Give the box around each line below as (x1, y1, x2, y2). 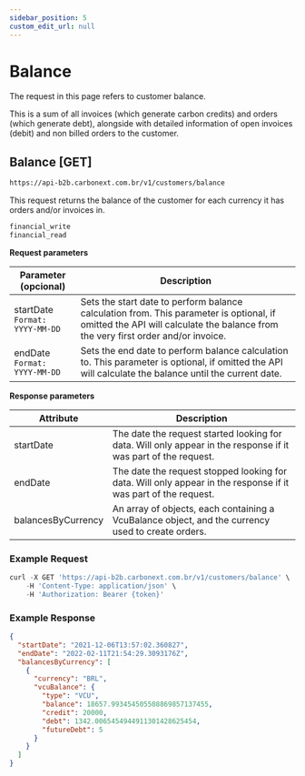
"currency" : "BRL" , (33, 674, 107, 683)
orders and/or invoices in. (9, 205, 106, 216)
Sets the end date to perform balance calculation (80, 344, 289, 357)
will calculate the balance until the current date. (80, 367, 282, 379)
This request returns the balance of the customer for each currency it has (9, 195, 285, 206)
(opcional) (19, 279, 66, 292)
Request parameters (9, 247, 89, 257)
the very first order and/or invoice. (80, 329, 227, 342)
